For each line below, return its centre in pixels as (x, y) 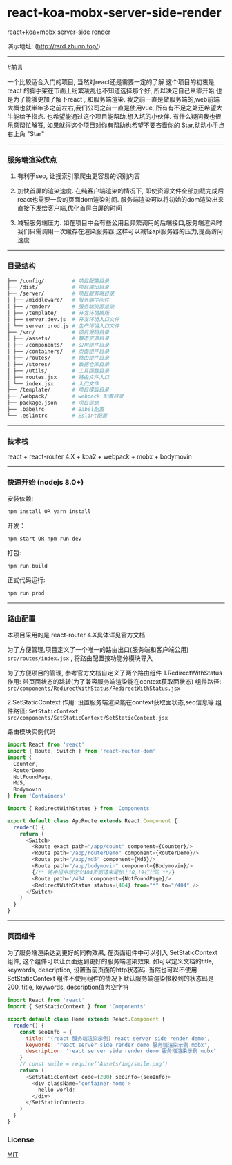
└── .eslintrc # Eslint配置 (57, 416)
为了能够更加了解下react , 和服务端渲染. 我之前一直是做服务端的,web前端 (116, 99)
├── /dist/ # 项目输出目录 (58, 287)
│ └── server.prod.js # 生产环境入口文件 (63, 326)
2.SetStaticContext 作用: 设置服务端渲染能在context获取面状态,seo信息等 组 (115, 702)
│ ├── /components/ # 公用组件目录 (58, 345)
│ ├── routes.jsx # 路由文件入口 (58, 377)
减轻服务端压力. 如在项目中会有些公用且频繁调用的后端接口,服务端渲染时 (119, 223)
